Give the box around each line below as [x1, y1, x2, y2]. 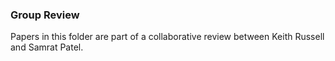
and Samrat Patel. [10, 41, 84, 53]
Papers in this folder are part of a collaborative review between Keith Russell [10, 31, 325, 43]
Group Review [10, 8, 80, 22]
